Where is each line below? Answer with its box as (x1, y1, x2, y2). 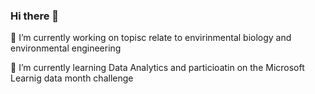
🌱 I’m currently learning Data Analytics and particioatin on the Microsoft (10, 62, 305, 74)
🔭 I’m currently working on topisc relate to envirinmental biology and (10, 32, 292, 44)
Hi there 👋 (10, 9, 60, 23)
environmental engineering (10, 42, 122, 54)
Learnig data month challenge (10, 72, 134, 84)
